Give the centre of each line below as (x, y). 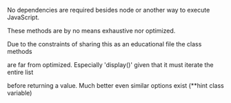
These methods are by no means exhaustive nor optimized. (91, 31)
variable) (20, 93)
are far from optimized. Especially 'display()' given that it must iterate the (110, 65)
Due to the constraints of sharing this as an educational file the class (104, 44)
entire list (20, 72)
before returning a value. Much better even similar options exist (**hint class (115, 85)
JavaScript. (23, 17)
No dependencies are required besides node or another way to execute (109, 10)
